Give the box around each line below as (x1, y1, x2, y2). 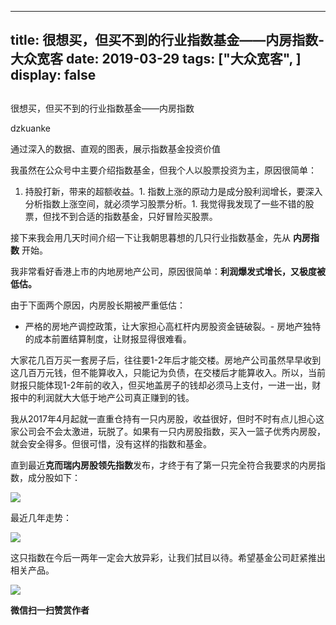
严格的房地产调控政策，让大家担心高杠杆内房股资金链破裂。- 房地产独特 (24, 320, 322, 332)
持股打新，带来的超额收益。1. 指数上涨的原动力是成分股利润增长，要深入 (24, 185, 323, 197)
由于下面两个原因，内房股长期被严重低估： (10, 299, 186, 311)
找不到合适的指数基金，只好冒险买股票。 (51, 210, 218, 222)
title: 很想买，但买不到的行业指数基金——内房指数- (10, 32, 325, 49)
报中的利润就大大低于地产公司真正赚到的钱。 (10, 391, 195, 403)
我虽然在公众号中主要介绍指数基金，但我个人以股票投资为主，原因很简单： (10, 164, 317, 176)
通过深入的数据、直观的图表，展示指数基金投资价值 (10, 142, 221, 155)
